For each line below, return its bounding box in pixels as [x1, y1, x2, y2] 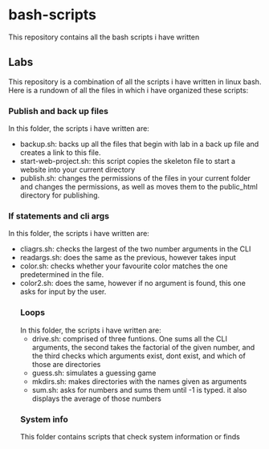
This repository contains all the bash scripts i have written [8, 32, 200, 42]
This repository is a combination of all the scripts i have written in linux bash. [8, 76, 262, 86]
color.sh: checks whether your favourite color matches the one [19, 261, 228, 271]
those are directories [31, 359, 101, 369]
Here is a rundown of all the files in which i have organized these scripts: [8, 85, 249, 95]
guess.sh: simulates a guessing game [31, 368, 157, 378]
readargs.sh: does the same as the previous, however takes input [19, 253, 237, 263]
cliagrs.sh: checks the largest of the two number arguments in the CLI [19, 244, 251, 254]
